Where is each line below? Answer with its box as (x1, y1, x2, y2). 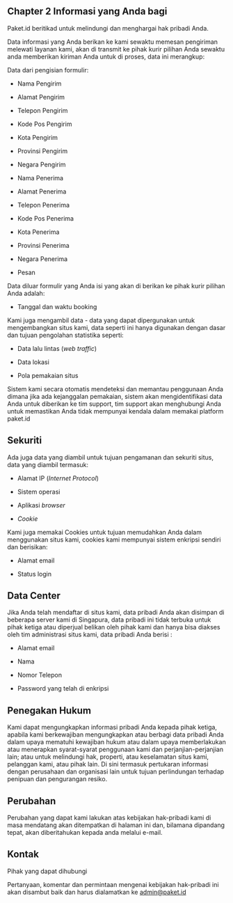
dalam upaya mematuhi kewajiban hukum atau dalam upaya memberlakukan (7, 738, 226, 746)
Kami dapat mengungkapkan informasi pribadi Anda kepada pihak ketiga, (7, 723, 218, 732)
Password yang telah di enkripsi (17, 684, 109, 693)
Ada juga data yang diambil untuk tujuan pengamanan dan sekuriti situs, (7, 453, 214, 462)
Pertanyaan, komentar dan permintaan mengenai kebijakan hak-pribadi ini (7, 880, 219, 888)
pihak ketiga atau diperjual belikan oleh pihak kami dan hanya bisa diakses (7, 623, 220, 631)
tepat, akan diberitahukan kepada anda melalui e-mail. (7, 829, 163, 837)
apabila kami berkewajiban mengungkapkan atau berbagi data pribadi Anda (7, 730, 224, 739)
